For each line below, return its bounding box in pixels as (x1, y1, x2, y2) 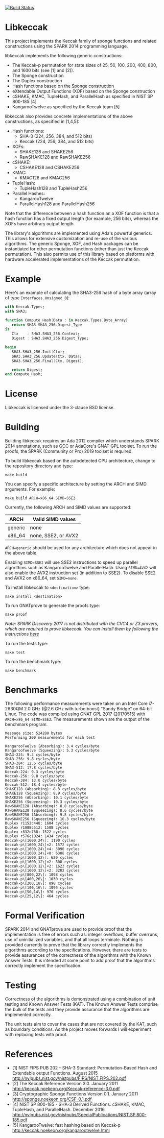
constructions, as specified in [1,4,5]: (5, 118, 80, 124)
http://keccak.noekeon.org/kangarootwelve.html (12, 1127, 110, 1133)
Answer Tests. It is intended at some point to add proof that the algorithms (5, 958, 155, 963)
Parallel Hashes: (12, 190, 45, 196)
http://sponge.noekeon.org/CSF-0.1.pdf (12, 1096, 92, 1102)
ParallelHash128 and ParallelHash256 (19, 201, 95, 207)
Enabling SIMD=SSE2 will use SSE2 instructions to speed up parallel (5, 559, 138, 565)
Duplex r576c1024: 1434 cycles (5, 834, 69, 839)
